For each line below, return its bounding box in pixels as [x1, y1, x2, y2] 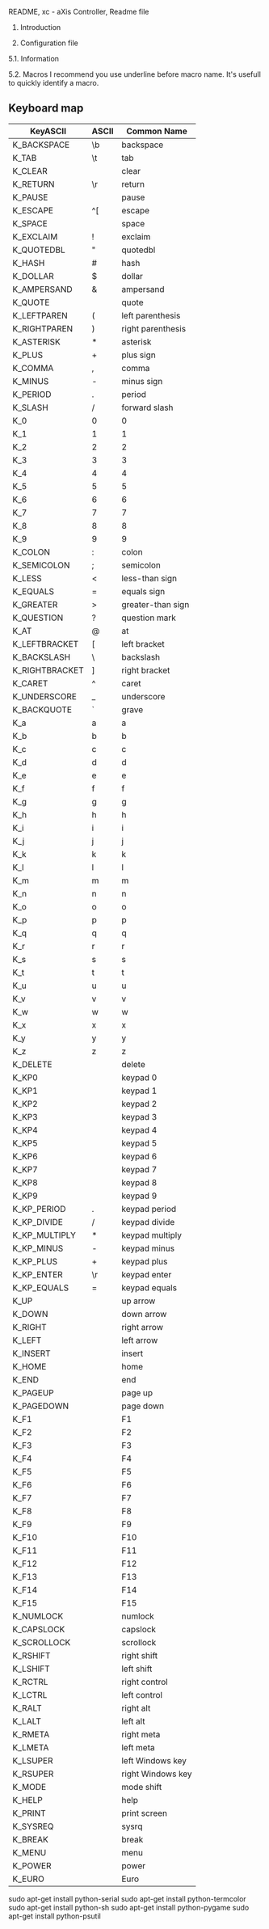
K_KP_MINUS [12, 1243, 64, 1254]
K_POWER [12, 1859, 52, 1871]
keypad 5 [120, 1138, 158, 1149]
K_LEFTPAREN [12, 310, 69, 321]
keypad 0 [120, 1071, 158, 1083]
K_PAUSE [12, 192, 48, 203]
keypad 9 [120, 1190, 158, 1201]
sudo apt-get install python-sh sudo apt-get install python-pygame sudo [8, 1902, 250, 1912]
